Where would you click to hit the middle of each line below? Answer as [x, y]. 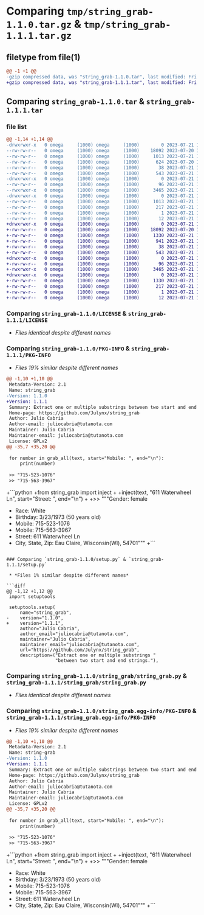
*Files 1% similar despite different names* [72, 575]
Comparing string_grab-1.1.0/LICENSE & [66, 313]
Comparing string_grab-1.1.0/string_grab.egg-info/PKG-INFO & [101, 711]
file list [17, 127]
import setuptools [32, 597]
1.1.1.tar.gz [39, 36]
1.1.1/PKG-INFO [29, 355]
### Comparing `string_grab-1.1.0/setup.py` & [66, 559]
